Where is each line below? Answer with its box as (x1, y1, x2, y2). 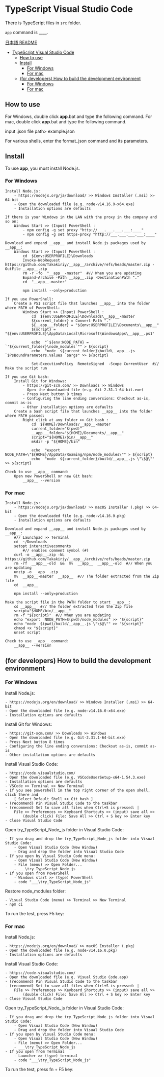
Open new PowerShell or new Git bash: (14, 474, 93, 479)
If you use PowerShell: (5, 297, 54, 301)
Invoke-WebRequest (23, 258, 60, 262)
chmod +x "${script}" (14, 626, 58, 631)
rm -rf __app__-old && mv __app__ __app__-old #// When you (14, 561, 153, 566)
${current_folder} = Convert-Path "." (31, 318, 111, 323)
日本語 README (5, 39, 38, 45)
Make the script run (5, 366, 48, 371)
